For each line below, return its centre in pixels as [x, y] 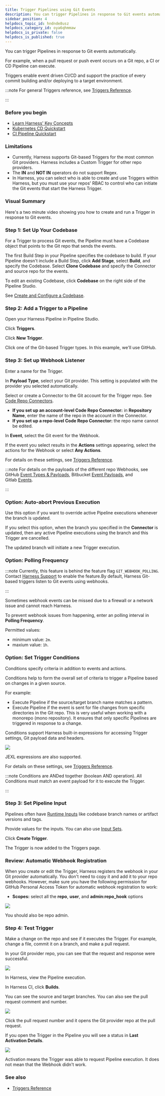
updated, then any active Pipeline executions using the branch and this [77, 533]
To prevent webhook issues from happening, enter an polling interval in [77, 615]
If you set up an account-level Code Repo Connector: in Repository [82, 410]
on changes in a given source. [36, 683]
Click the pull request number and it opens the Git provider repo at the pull [80, 1021]
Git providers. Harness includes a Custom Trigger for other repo [77, 162]
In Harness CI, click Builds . [32, 987]
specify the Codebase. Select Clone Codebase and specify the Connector [81, 266]
